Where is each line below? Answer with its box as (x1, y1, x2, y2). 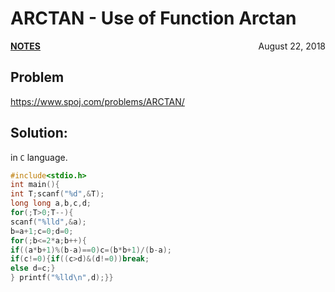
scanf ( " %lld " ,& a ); (10, 217, 87, 227)
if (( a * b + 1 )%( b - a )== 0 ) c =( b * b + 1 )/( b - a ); (10, 245, 173, 255)
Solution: (10, 125, 68, 142)
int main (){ (10, 180, 60, 190)
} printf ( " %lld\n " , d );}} (10, 273, 114, 283)
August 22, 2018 (258, 40, 326, 52)
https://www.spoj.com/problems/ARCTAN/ (10, 95, 185, 107)
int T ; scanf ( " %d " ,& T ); (10, 189, 105, 199)
